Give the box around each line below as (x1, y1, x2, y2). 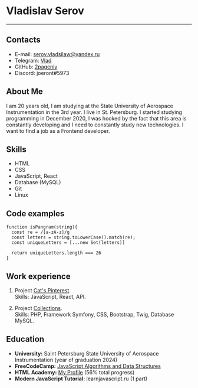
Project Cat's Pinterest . (14, 287, 71, 294)
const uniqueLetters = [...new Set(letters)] (11, 240, 126, 246)
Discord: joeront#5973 (14, 69, 70, 76)
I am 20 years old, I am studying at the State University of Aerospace (6, 102, 174, 109)
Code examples (6, 208, 65, 219)
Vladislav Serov (6, 4, 84, 18)
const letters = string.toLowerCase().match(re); (11, 234, 136, 240)
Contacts (6, 35, 41, 45)
